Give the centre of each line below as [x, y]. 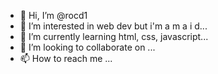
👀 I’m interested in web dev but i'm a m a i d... [113, 26]
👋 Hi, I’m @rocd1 [53, 15]
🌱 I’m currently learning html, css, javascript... [114, 36]
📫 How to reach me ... [66, 58]
